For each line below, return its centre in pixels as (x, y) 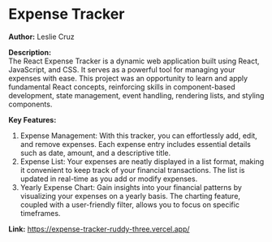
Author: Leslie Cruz (41, 37)
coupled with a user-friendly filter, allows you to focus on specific (130, 205)
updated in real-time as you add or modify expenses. (109, 179)
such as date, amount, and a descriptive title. (95, 153)
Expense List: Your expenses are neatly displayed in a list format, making (142, 161)
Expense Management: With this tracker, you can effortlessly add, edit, (138, 136)
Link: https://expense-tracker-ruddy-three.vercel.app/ (99, 229)
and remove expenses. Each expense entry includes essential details (136, 144)
